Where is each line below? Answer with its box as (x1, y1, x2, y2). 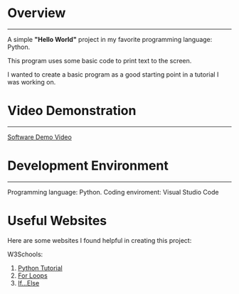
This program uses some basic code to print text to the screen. (7, 56, 192, 65)
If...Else (17, 278, 40, 287)
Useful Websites (7, 213, 107, 229)
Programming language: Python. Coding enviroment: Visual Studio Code (7, 187, 219, 196)
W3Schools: (7, 250, 43, 258)
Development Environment (7, 158, 169, 174)
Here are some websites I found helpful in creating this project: (7, 236, 192, 244)
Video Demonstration (7, 103, 137, 119)
